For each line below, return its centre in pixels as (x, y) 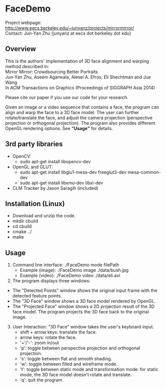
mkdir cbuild (25, 221)
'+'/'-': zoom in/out (39, 343)
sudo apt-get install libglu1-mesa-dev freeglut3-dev (73, 172)
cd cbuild (22, 226)
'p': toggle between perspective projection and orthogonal (80, 348)
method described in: (27, 66)
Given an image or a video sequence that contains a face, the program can (82, 107)
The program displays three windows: (51, 281)
